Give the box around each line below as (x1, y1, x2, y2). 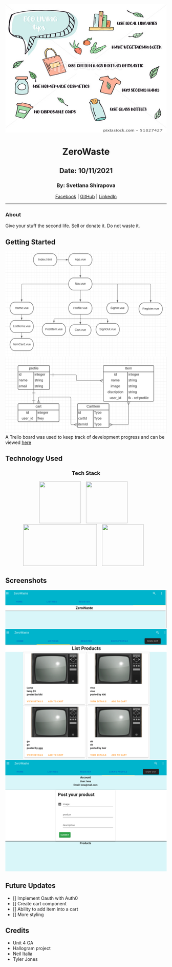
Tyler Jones (12, 956, 38, 962)
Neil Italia (12, 951, 33, 957)
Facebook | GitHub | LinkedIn (55, 193, 117, 199)
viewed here (5, 439, 32, 445)
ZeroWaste (62, 146, 110, 158)
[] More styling (12, 911, 44, 918)
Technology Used (5, 454, 63, 463)
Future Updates (5, 881, 56, 890)
